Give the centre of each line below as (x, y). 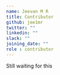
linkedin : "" (22, 33)
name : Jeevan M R (27, 11)
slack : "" (18, 38)
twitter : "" (21, 28)
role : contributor (30, 49)
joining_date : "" (27, 44)
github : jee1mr (25, 22)
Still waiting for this (29, 66)
